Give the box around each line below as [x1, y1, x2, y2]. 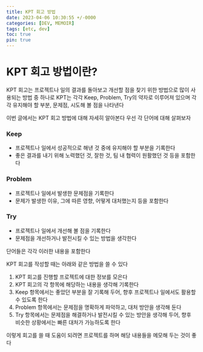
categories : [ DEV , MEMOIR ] [6, 20, 75, 26]
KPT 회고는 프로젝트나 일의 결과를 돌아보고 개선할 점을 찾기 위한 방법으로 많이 [6, 86, 190, 93]
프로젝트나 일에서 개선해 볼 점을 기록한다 [15, 227, 111, 234]
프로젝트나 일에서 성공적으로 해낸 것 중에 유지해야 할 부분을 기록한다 [15, 144, 176, 151]
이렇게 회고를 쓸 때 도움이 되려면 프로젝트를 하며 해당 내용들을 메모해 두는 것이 [6, 331, 191, 339]
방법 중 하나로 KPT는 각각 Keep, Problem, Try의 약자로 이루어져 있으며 [22, 93, 191, 101]
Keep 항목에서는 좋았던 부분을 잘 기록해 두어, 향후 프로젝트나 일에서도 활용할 [15, 288, 196, 296]
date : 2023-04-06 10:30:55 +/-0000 [6, 15, 96, 21]
